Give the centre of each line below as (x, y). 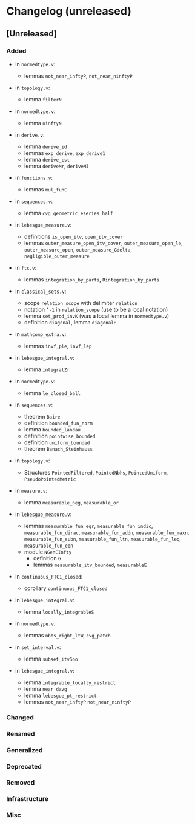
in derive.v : (30, 134)
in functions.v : (34, 177)
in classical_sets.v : (41, 291)
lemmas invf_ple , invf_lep (58, 346)
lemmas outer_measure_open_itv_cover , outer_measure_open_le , (103, 243)
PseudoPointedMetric (50, 479)
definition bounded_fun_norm (58, 423)
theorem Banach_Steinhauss (58, 448)
